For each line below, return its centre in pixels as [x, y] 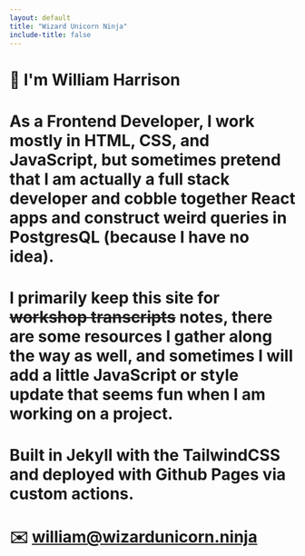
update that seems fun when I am [138, 394]
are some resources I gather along [141, 336]
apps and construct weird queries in [148, 218]
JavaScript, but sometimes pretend [145, 159]
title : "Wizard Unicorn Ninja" [69, 26]
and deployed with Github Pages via [148, 475]
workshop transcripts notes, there [141, 317]
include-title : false [50, 35]
